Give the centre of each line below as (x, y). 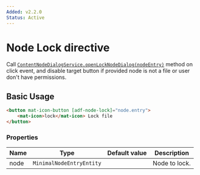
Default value (127, 153)
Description (172, 153)
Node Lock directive (58, 48)
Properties (22, 137)
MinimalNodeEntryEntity (67, 163)
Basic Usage (30, 96)
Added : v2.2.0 (24, 12)
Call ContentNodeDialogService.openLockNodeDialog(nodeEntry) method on (100, 64)
